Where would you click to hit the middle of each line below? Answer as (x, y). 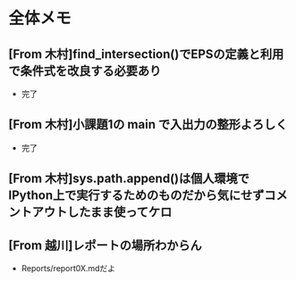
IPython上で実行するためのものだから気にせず (136, 196)
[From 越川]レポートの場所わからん (105, 245)
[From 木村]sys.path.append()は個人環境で (129, 179)
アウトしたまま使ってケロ (102, 212)
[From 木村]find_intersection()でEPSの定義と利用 (146, 54)
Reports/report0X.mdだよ (68, 269)
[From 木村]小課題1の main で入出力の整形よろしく (148, 124)
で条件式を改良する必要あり (85, 71)
